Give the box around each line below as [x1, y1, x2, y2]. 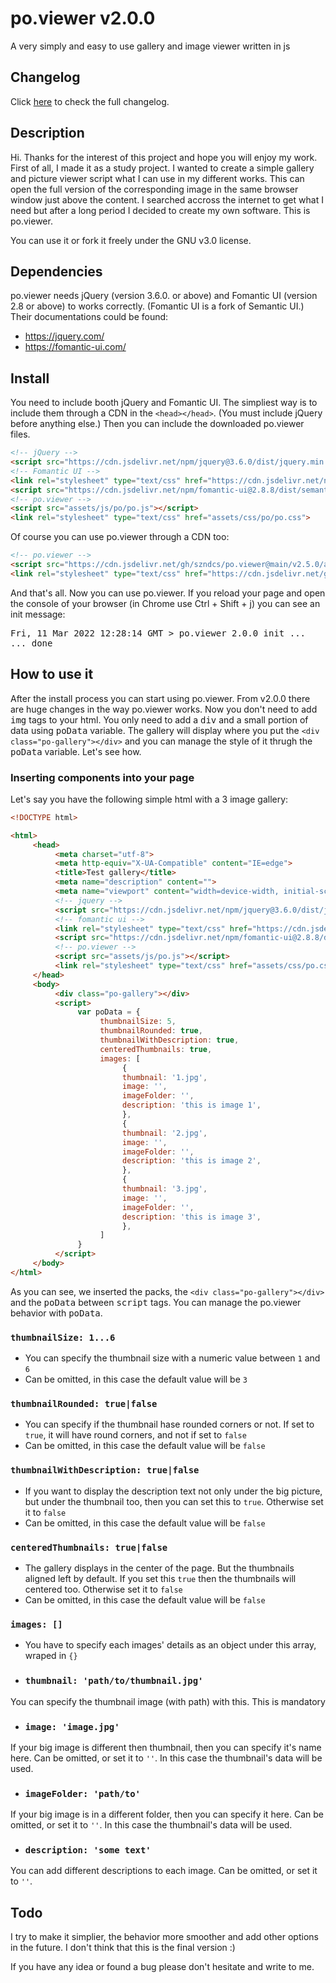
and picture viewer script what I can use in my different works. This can [10, 172, 305, 184]
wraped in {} [24, 1650, 78, 1662]
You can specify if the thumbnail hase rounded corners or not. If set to [24, 1418, 315, 1431]
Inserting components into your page [10, 770, 195, 784]
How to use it [10, 666, 94, 683]
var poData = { [77, 1007, 141, 1017]
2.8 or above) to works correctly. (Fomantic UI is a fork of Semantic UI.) [10, 300, 305, 312]
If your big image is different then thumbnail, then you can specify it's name [10, 1741, 322, 1753]
